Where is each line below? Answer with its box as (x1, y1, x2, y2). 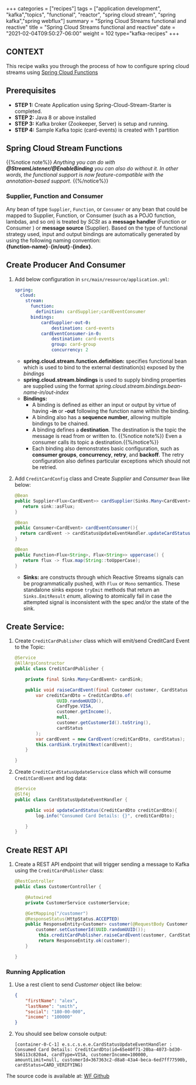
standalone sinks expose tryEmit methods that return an (23, 586, 160, 593)
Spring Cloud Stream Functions (6, 143, 123, 153)
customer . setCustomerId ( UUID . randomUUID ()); (36, 927, 146, 933)
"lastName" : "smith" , (25, 1003, 78, 1009)
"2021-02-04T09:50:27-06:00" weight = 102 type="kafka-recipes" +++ (6, 30, 180, 37)
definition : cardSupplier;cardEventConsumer (36, 309, 146, 315)
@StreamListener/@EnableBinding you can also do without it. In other (6, 165, 178, 172)
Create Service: (6, 622, 64, 632)
